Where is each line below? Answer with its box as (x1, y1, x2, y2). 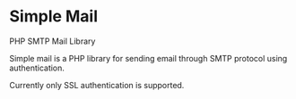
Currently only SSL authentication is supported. (9, 79, 185, 90)
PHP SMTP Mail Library (9, 36, 96, 46)
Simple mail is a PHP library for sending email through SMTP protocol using (9, 53, 288, 63)
